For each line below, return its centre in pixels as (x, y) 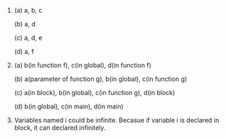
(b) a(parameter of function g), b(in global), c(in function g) (101, 79)
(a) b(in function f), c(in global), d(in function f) (82, 65)
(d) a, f (24, 51)
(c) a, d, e (28, 38)
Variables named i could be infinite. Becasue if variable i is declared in (117, 120)
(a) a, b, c (28, 10)
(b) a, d (25, 24)
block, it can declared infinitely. (60, 128)
